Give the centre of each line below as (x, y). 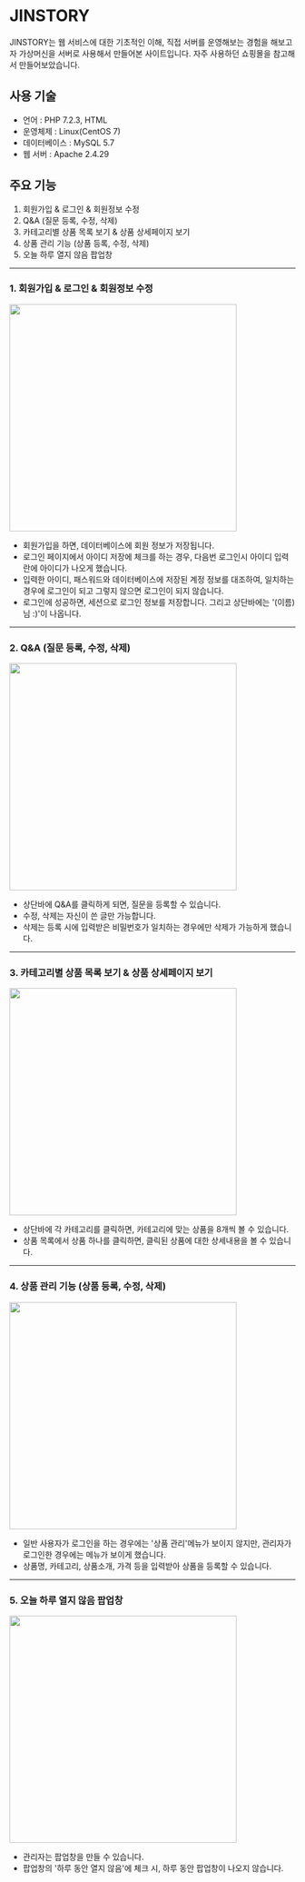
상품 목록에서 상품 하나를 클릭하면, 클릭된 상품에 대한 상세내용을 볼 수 (145, 1240)
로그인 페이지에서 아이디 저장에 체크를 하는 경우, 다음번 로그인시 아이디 (147, 556)
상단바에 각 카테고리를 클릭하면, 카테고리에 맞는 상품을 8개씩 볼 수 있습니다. (156, 1230)
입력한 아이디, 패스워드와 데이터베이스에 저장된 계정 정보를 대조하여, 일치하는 (158, 579)
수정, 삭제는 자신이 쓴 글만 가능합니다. (89, 916)
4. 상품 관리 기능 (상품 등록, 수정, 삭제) (88, 1287)
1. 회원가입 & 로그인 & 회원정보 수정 (81, 289)
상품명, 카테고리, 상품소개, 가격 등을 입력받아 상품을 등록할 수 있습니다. (147, 1566)
